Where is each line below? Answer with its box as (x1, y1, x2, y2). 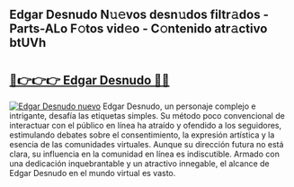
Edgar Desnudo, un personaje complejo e (102, 101, 256, 111)
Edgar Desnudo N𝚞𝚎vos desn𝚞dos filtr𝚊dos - (9, 7, 270, 22)
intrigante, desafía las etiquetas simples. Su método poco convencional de (9, 111, 285, 120)
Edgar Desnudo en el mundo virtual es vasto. (9, 168, 176, 178)
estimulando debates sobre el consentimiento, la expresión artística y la (9, 129, 275, 140)
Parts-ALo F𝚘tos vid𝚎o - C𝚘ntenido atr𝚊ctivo (9, 22, 268, 37)
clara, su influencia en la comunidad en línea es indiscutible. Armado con (9, 148, 281, 159)
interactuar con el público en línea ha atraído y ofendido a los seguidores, (9, 120, 281, 130)
